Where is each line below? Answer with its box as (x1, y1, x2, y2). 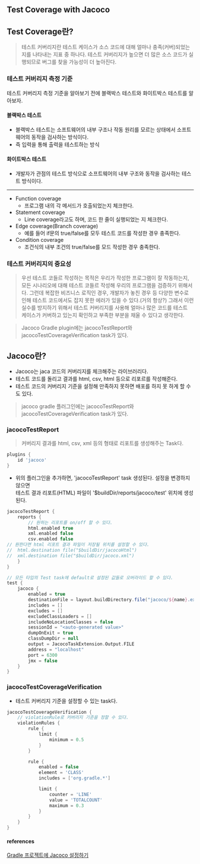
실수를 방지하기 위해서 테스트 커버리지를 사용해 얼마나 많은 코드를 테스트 (21, 304, 188, 312)
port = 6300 (28, 652, 58, 658)
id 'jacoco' (17, 457, 47, 464)
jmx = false (28, 658, 58, 664)
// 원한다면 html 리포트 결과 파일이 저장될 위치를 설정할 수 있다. (7, 542, 150, 548)
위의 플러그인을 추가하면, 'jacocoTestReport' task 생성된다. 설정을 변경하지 (15, 474, 191, 481)
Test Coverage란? (7, 26, 74, 36)
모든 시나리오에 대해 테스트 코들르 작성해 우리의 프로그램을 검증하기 (21, 282, 177, 289)
